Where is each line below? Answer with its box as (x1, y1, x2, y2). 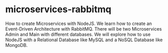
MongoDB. (5, 42, 28, 48)
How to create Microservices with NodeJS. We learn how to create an (5, 20, 152, 26)
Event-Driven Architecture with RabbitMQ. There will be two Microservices (5, 25, 162, 32)
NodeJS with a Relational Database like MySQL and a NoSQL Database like (5, 37, 163, 43)
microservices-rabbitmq (5, 4, 111, 15)
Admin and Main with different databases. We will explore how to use (5, 31, 151, 37)
